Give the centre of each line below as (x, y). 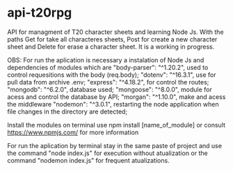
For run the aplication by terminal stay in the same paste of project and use (115, 145)
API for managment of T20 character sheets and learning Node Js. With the (115, 32)
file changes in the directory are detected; (67, 111)
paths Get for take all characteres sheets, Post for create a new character (112, 39)
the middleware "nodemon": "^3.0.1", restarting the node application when (113, 104)
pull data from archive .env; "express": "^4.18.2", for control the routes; (108, 82)
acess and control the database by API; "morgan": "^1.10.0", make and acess (116, 97)
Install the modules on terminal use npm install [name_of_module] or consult (116, 125)
